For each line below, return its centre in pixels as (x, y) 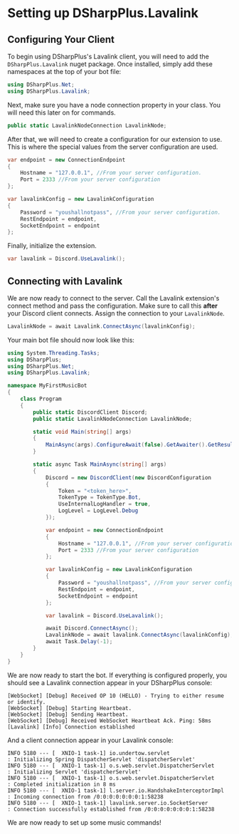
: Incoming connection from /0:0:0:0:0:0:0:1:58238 (85, 797)
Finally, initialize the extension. (52, 246)
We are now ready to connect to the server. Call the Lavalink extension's (113, 298)
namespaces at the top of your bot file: (64, 72)
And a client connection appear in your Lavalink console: (91, 740)
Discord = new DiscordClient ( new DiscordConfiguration (128, 478)
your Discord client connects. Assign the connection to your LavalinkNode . (116, 313)
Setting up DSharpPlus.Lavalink (103, 13)
